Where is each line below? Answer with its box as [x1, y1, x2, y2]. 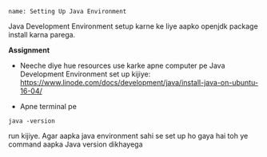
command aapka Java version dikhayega [8, 139, 143, 149]
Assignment [8, 45, 50, 55]
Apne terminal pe [19, 102, 78, 111]
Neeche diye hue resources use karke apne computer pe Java [19, 61, 225, 70]
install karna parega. [8, 30, 76, 39]
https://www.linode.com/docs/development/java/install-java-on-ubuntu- [19, 78, 258, 87]
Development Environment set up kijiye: [19, 69, 151, 79]
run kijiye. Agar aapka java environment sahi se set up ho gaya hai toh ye [8, 131, 249, 140]
